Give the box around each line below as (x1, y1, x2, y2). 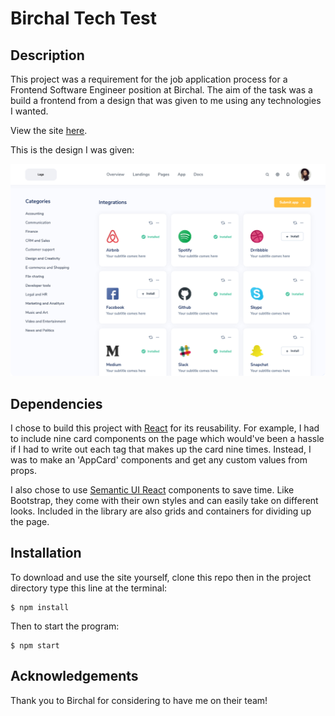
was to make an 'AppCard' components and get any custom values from (10, 453, 308, 466)
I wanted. (10, 105, 49, 117)
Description (10, 47, 85, 64)
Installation (10, 545, 82, 562)
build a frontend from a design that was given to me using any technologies (10, 95, 322, 106)
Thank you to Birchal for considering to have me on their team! (10, 694, 268, 706)
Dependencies (10, 395, 103, 412)
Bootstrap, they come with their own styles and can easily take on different (10, 494, 319, 506)
